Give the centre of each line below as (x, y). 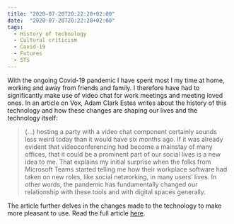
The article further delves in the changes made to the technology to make (115, 206)
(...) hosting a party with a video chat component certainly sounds (121, 131)
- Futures (28, 54)
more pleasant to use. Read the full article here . (76, 213)
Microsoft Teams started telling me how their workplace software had (126, 169)
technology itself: (33, 118)
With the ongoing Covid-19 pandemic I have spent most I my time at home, (116, 80)
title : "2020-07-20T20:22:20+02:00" (61, 14)
